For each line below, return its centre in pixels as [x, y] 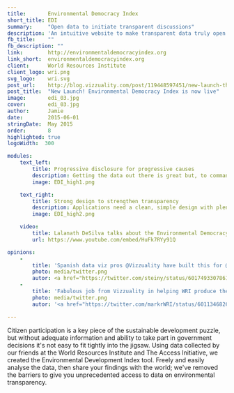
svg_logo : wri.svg [39, 79]
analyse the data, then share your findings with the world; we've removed [112, 367]
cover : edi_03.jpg [43, 105]
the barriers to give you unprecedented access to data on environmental [111, 375]
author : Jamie [36, 111]
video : [29, 227]
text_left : [36, 163]
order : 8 [29, 131]
